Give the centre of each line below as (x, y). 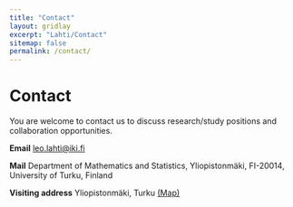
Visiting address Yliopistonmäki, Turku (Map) (95, 193)
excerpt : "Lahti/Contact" (58, 34)
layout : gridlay (40, 26)
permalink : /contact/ (50, 52)
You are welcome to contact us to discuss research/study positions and (143, 121)
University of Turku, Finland (61, 175)
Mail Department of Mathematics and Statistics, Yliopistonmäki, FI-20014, (147, 166)
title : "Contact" (42, 18)
